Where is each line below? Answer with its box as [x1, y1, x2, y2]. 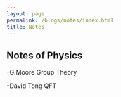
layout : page [6, 10, 45, 18]
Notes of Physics [6, 49, 83, 61]
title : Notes [6, 23, 45, 30]
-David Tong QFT [6, 82, 57, 90]
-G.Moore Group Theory [6, 68, 77, 77]
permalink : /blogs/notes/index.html [6, 17, 114, 24]
